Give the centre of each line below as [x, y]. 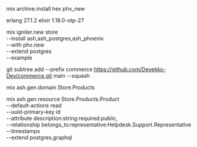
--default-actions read [34, 105]
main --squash [72, 76]
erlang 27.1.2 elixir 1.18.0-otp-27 [45, 20]
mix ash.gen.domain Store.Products [51, 87]
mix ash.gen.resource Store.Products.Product [63, 99]
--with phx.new [25, 45]
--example [19, 58]
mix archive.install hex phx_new [46, 9]
